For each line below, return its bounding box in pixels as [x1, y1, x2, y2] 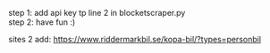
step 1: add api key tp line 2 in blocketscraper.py [8, 8, 186, 18]
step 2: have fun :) [8, 17, 76, 27]
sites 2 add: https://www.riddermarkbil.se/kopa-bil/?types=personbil [8, 34, 261, 44]
